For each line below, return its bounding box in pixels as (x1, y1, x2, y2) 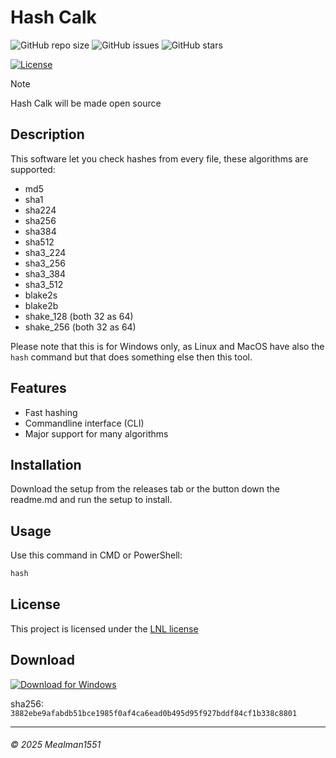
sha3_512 (24, 278, 64, 290)
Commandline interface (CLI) (24, 417, 145, 429)
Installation (10, 456, 82, 473)
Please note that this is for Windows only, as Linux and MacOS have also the (10, 340, 325, 352)
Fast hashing (24, 406, 78, 418)
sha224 (24, 204, 57, 216)
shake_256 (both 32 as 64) (24, 321, 137, 333)
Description (10, 126, 85, 143)
